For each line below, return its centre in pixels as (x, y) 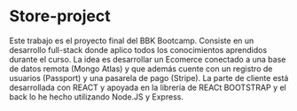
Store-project (60, 16)
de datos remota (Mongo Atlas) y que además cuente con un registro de (141, 69)
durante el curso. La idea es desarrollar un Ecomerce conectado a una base (148, 59)
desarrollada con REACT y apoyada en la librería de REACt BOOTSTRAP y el (148, 87)
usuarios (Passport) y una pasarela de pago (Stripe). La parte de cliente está (149, 78)
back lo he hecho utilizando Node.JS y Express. (97, 96)
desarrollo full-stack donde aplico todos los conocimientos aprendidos (138, 49)
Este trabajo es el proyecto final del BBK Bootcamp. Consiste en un (132, 41)
